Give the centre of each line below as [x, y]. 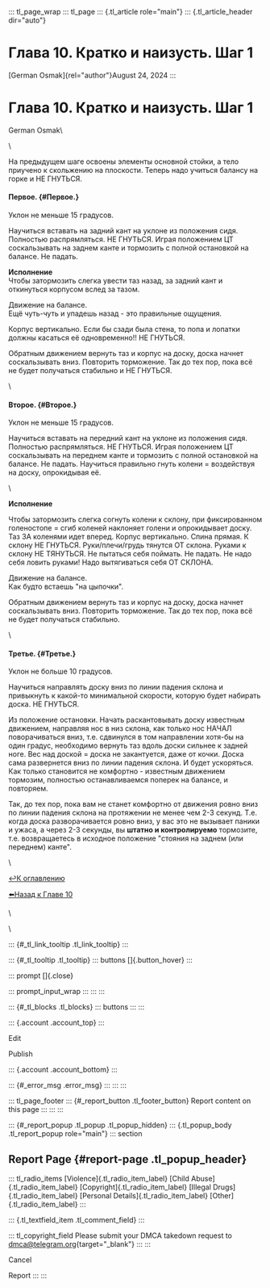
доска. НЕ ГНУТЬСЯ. [44, 704]
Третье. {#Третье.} [42, 653]
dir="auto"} [27, 20]
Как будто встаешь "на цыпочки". [66, 587]
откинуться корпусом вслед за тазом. [74, 289]
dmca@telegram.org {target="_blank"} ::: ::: [80, 1244]
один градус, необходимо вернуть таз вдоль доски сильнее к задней [128, 745]
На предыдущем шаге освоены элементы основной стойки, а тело [124, 162]
